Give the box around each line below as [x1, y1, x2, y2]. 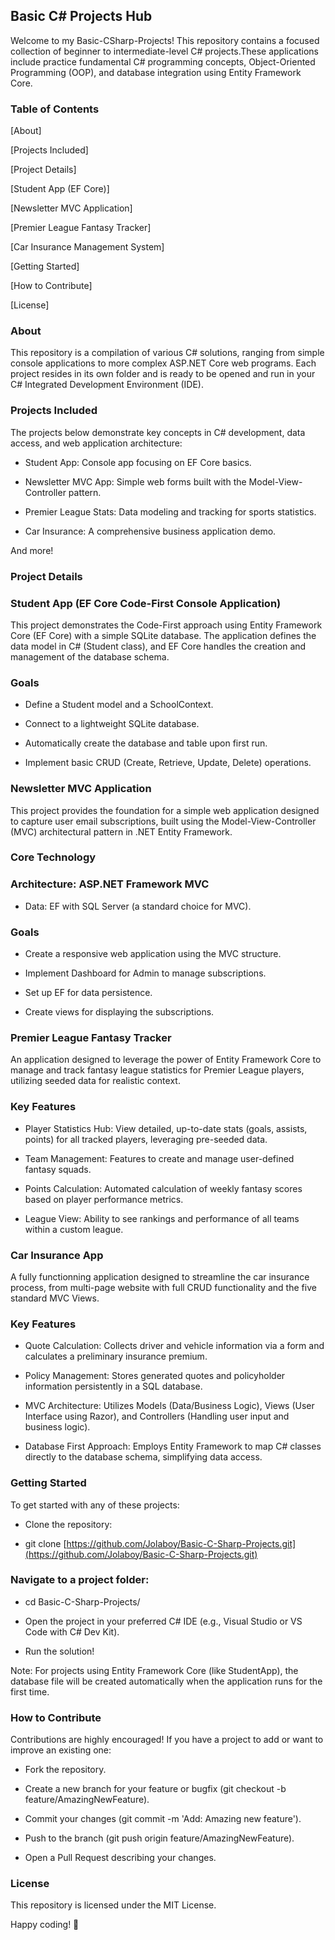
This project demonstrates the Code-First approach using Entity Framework [10, 619, 323, 631]
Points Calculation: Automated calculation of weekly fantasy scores [24, 1182, 303, 1194]
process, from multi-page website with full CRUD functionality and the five [10, 1281, 317, 1293]
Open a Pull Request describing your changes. [24, 1852, 217, 1864]
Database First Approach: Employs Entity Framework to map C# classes [24, 1440, 322, 1453]
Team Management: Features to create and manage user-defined [24, 1152, 295, 1164]
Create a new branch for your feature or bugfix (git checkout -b [24, 1783, 287, 1795]
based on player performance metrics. [24, 1193, 184, 1205]
